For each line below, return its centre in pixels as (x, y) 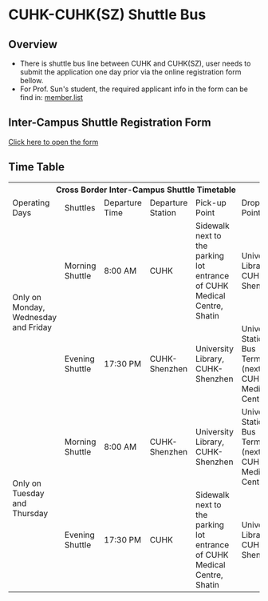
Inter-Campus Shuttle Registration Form (110, 123)
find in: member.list (51, 97)
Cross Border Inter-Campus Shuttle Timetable (146, 190)
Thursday (30, 513)
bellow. (32, 80)
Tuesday (28, 493)
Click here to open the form (53, 142)
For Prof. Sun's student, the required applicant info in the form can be (134, 89)
